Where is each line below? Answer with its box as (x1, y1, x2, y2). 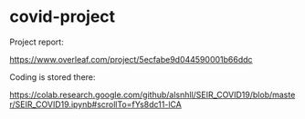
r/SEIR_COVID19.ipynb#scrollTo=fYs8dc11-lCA (9, 98, 183, 110)
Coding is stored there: (9, 71, 96, 83)
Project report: (9, 36, 64, 47)
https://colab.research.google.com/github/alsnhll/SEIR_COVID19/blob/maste (9, 89, 296, 100)
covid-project (9, 6, 116, 27)
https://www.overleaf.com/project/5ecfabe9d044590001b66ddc (9, 54, 253, 64)
